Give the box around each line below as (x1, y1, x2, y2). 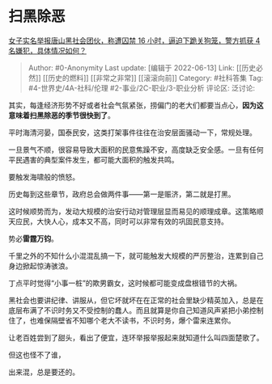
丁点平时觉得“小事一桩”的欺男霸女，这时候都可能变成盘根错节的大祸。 (8, 278, 242, 288)
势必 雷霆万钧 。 (8, 234, 58, 243)
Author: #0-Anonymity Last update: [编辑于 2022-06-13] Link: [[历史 (28, 62, 257, 73)
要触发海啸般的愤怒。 (8, 171, 79, 182)
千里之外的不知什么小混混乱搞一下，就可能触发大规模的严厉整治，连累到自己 (8, 251, 264, 260)
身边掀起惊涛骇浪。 (8, 260, 73, 271)
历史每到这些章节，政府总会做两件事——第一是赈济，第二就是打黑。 (8, 189, 236, 199)
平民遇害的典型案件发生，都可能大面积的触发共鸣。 (8, 154, 179, 164)
